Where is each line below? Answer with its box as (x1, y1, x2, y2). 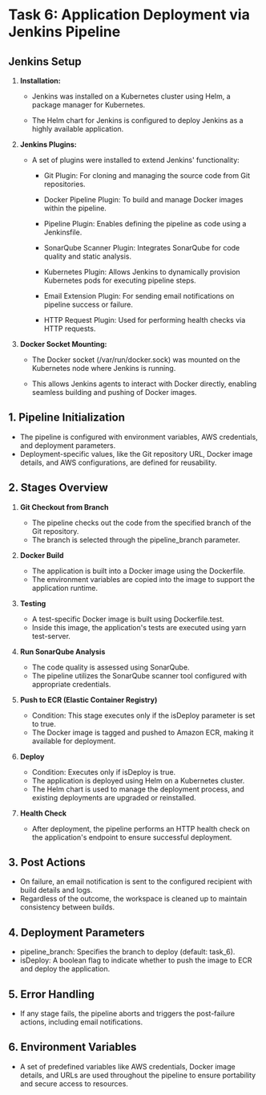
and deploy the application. (19, 964, 111, 974)
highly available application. (31, 124, 124, 133)
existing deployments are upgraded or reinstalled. (31, 792, 196, 802)
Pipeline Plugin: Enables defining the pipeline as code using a (43, 219, 247, 228)
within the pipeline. (43, 203, 107, 213)
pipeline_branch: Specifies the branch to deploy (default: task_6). (19, 947, 236, 957)
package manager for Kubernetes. (31, 100, 146, 109)
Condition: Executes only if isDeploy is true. (31, 767, 176, 776)
